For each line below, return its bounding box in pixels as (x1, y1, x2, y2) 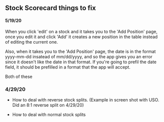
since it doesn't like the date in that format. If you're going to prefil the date (5, 59, 157, 65)
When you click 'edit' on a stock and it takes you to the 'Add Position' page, (5, 28, 158, 34)
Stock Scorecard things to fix (5, 4, 96, 12)
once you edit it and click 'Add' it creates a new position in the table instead (5, 34, 158, 40)
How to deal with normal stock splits (12, 111, 86, 117)
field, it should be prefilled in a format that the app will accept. (5, 64, 131, 70)
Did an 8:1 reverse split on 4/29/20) (12, 102, 84, 108)
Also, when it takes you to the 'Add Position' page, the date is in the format (5, 49, 156, 54)
